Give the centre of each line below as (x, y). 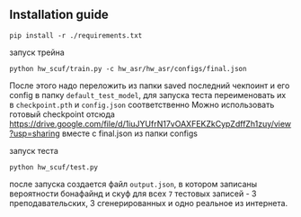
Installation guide (59, 15)
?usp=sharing (35, 133)
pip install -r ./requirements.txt (76, 35)
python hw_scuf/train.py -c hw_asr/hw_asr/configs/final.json (128, 68)
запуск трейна (37, 52)
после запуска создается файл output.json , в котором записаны (133, 184)
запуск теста (34, 150)
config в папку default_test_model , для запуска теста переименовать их (148, 95)
